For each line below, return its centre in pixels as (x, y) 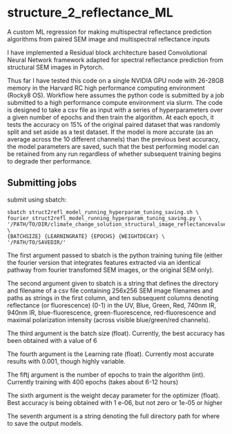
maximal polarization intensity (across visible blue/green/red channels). (109, 319)
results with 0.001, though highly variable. (66, 361)
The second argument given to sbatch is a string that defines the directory (113, 283)
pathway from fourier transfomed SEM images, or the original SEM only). (110, 270)
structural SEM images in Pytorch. (56, 67)
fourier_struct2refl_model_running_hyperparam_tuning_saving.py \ (105, 218)
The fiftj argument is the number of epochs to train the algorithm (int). (106, 375)
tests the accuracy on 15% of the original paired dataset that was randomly (114, 124)
